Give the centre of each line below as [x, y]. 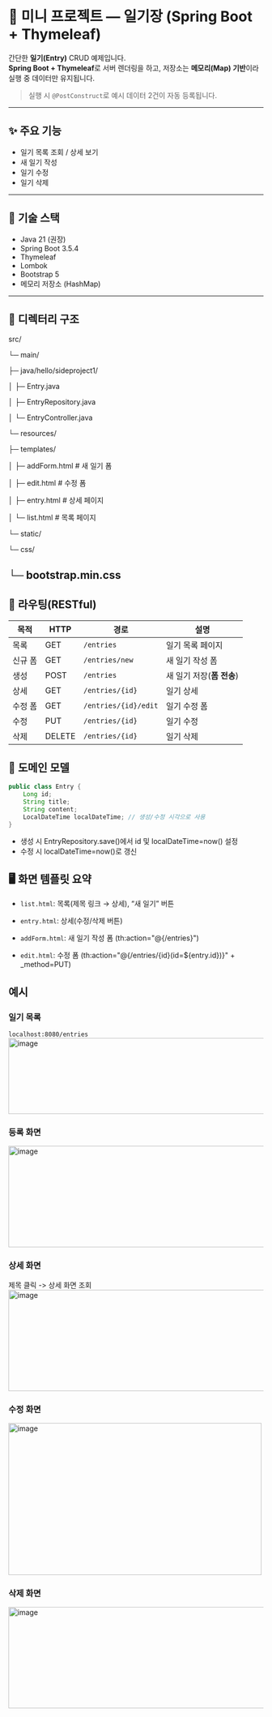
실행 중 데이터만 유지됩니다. [52, 78]
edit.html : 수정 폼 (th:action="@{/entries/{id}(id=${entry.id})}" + [127, 955]
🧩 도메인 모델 [39, 767]
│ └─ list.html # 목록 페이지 [52, 518]
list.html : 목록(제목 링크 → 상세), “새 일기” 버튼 [97, 904]
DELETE [60, 736]
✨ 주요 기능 [35, 131]
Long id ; [38, 794]
